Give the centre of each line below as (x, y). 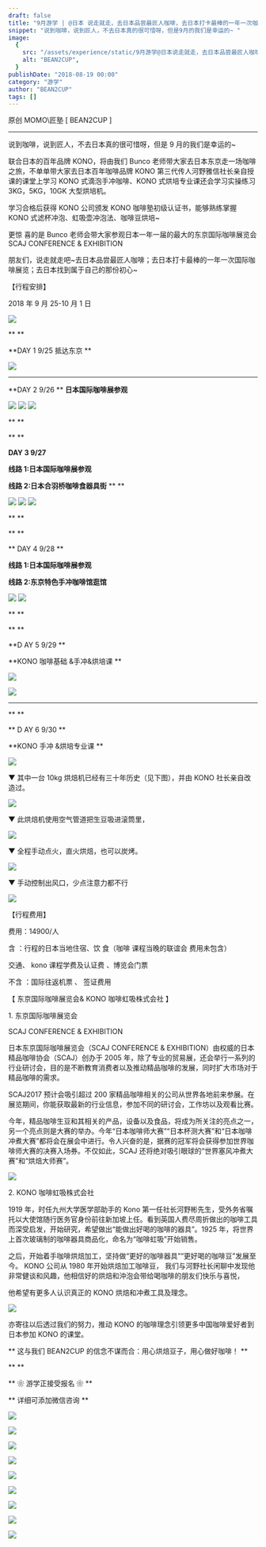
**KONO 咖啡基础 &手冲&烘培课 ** (65, 661)
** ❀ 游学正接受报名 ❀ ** (50, 1384)
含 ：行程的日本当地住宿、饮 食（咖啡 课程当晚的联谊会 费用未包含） (120, 948)
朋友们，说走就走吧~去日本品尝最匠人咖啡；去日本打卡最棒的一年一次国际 (129, 260)
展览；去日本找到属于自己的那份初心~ (76, 270)
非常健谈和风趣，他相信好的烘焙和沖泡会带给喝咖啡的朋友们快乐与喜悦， (126, 1276)
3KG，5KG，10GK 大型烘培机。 (59, 191)
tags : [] (23, 97)
